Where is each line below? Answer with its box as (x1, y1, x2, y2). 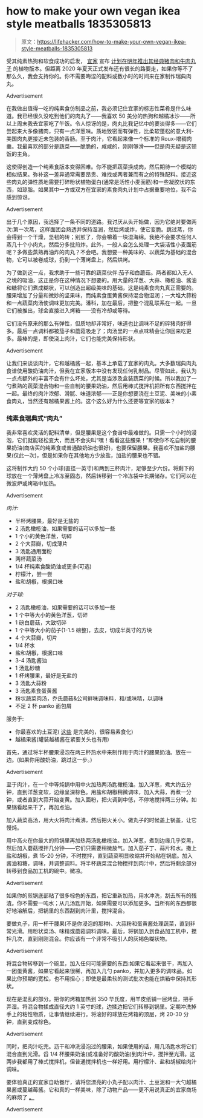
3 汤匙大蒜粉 (14, 679, 47, 687)
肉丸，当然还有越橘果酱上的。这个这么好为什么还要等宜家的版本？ (11, 397, 176, 405)
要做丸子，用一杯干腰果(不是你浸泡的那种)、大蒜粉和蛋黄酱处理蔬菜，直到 (6, 920, 190, 928)
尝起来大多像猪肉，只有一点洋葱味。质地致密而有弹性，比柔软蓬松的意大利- (6, 127, 195, 135)
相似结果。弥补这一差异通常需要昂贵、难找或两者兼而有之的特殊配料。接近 (6, 170, 192, 178)
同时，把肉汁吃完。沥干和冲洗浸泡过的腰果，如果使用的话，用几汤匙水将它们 (6, 1043, 197, 1050)
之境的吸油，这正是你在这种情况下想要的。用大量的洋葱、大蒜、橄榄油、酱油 (6, 276, 197, 283)
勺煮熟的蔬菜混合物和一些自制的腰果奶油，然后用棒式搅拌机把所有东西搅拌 (6, 382, 192, 389)
